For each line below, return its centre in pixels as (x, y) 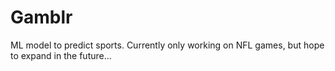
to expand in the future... (61, 55)
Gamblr (41, 17)
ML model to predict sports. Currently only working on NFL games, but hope (167, 45)
